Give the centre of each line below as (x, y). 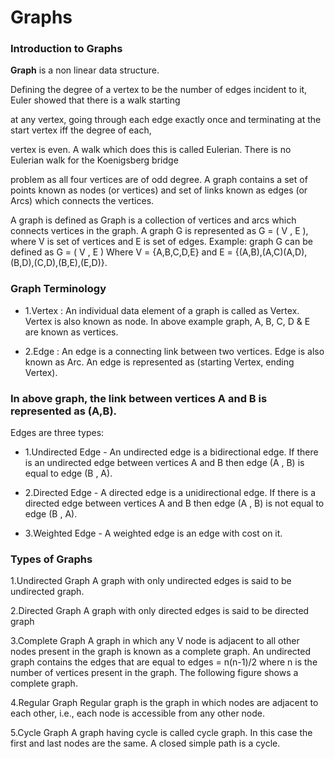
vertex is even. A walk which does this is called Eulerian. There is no (151, 150)
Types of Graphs (51, 559)
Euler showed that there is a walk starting (95, 100)
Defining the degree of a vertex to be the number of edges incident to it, (159, 90)
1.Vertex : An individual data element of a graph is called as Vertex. (162, 310)
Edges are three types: (57, 433)
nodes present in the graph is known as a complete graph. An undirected (160, 652)
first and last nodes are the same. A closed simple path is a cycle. (145, 743)
